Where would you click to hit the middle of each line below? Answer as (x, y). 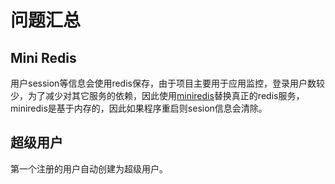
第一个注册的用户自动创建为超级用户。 (89, 168)
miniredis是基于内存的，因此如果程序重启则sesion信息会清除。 (139, 108)
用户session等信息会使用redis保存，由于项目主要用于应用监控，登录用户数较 (167, 83)
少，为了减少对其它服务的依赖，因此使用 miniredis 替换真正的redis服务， (157, 95)
